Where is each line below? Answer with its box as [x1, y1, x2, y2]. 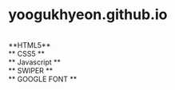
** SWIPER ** [8, 65, 54, 75]
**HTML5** [8, 40, 51, 49]
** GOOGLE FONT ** [8, 74, 78, 84]
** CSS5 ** [8, 49, 46, 58]
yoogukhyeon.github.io [8, 6, 168, 24]
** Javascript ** [8, 57, 62, 67]
